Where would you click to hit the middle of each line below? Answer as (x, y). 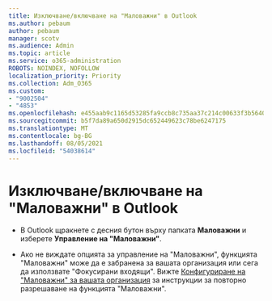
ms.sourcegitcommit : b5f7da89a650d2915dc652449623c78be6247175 (117, 121)
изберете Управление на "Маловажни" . (91, 239)
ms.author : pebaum (39, 23)
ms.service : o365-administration (65, 61)
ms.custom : (27, 91)
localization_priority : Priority (65, 76)
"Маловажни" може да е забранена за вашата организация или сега (139, 263)
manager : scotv (34, 38)
